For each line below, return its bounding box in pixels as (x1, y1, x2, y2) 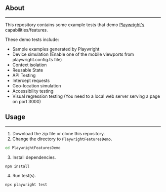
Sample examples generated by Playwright (12, 46, 100, 52)
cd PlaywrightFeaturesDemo (5, 145, 61, 150)
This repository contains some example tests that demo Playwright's (5, 22, 145, 28)
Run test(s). (12, 173, 36, 179)
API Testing (12, 72, 36, 78)
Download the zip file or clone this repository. (12, 130, 105, 136)
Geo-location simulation (12, 82, 61, 88)
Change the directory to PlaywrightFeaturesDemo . (12, 136, 112, 142)
